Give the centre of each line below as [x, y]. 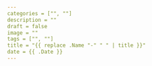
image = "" [23, 33]
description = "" [32, 20]
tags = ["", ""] [30, 39]
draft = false [28, 26]
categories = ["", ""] [40, 13]
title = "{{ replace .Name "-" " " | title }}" [77, 45]
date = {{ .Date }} [35, 52]
